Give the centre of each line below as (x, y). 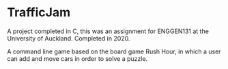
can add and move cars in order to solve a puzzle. (77, 58)
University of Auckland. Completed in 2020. (69, 38)
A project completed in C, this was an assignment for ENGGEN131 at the (108, 31)
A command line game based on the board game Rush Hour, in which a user (114, 51)
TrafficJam (39, 13)
